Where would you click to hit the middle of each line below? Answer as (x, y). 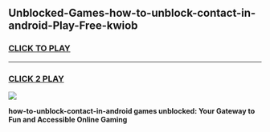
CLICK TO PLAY (39, 49)
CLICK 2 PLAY (36, 78)
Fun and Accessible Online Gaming (68, 119)
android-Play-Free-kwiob (73, 26)
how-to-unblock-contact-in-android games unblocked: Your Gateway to (132, 110)
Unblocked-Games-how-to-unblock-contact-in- (132, 13)
